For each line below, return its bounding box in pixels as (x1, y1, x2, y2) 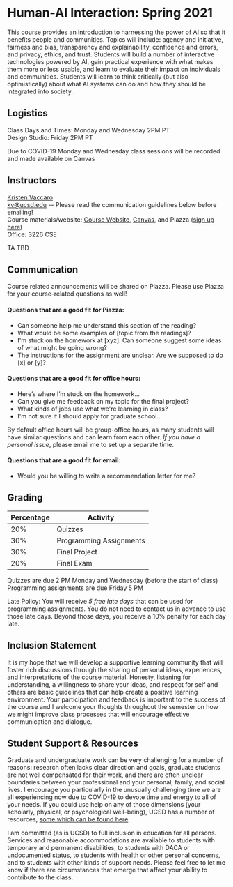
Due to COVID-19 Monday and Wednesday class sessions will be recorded (7, 146, 220, 155)
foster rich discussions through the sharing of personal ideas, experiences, (7, 665, 223, 674)
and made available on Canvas (7, 154, 95, 162)
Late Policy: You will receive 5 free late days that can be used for (7, 597, 193, 605)
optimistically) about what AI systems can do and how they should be (7, 79, 207, 88)
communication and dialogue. (7, 717, 93, 726)
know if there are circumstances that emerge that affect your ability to (7, 866, 208, 874)
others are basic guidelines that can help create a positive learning (7, 688, 198, 696)
